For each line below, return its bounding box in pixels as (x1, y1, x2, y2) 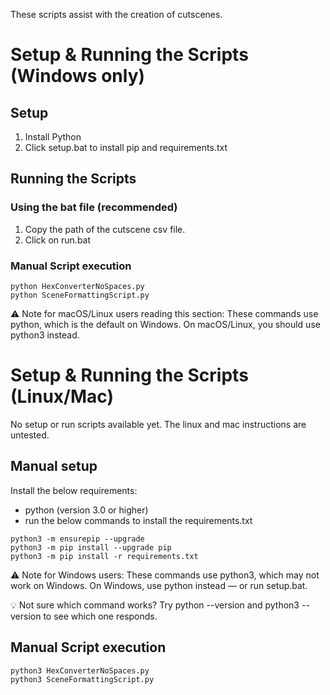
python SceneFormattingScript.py (10, 290, 150, 300)
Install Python (24, 131, 82, 143)
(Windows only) (10, 65, 146, 88)
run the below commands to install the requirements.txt (24, 514, 253, 526)
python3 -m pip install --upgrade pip (10, 542, 172, 553)
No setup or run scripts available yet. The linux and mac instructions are (10, 418, 307, 430)
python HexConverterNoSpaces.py (10, 281, 145, 291)
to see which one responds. (43, 610, 158, 622)
